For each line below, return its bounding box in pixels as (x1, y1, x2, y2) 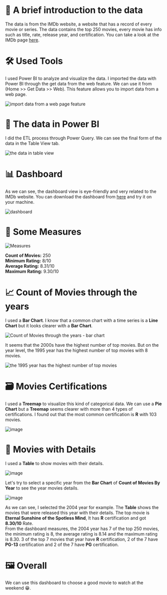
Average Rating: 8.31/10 (5, 263, 55, 269)
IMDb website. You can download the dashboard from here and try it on (5, 193, 152, 199)
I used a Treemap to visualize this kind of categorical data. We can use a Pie (5, 401, 162, 407)
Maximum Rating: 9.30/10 (5, 268, 59, 274)
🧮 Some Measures (5, 226, 82, 237)
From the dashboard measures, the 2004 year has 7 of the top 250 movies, (5, 526, 159, 532)
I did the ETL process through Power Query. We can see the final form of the (5, 135, 162, 141)
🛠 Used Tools (5, 55, 63, 67)
